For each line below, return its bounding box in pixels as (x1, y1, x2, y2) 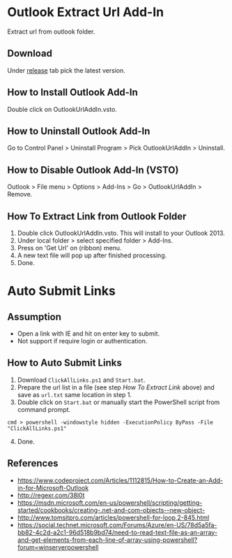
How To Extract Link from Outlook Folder (7, 210, 187, 222)
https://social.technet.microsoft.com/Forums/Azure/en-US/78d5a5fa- (17, 520, 217, 529)
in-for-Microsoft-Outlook (17, 483, 89, 492)
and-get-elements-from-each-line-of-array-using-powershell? (17, 536, 198, 544)
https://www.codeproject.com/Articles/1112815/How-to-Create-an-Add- (17, 476, 224, 485)
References (7, 457, 59, 469)
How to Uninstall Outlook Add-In (7, 125, 150, 137)
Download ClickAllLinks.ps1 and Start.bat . (17, 375, 146, 384)
